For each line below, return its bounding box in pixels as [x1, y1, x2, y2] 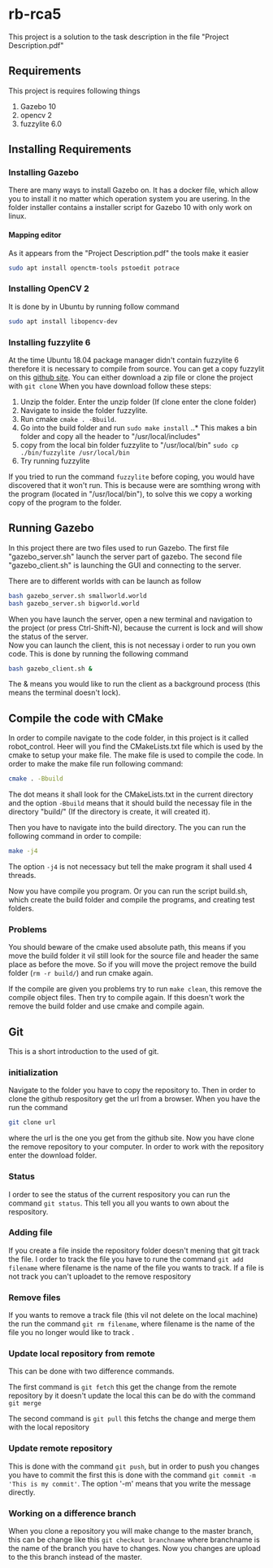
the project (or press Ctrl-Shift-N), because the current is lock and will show [8, 622, 263, 632]
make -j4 [8, 847, 38, 855]
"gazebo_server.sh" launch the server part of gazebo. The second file [8, 551, 242, 561]
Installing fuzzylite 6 [8, 336, 91, 348]
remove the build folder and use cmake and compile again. [8, 1001, 205, 1011]
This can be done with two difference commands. [8, 1366, 175, 1377]
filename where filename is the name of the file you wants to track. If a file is [8, 1263, 264, 1272]
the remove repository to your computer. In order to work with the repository [8, 1142, 264, 1152]
